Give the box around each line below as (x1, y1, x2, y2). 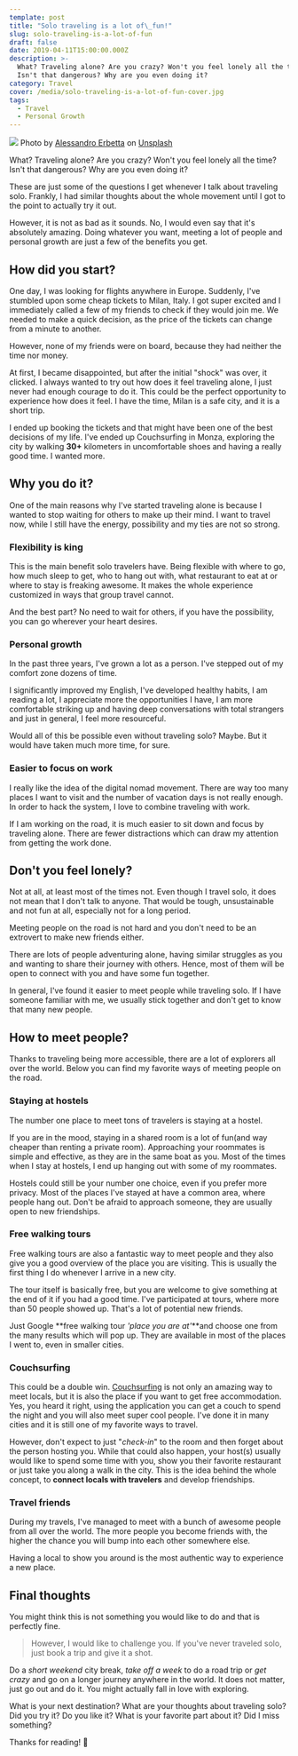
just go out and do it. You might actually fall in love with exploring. (9, 1684, 250, 1695)
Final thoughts (9, 1587, 91, 1603)
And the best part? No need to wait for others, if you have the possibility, (9, 607, 275, 617)
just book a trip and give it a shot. (30, 1648, 153, 1658)
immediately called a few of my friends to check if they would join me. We (9, 304, 279, 315)
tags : (9, 95, 29, 105)
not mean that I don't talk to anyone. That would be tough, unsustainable (9, 896, 275, 907)
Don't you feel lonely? (9, 863, 133, 878)
